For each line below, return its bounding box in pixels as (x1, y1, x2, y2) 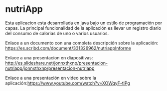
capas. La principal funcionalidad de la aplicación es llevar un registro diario (5, 25, 162, 31)
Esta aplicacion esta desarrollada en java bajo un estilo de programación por (5, 20, 163, 26)
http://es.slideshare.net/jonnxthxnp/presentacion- (5, 60, 108, 66)
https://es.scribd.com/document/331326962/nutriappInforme (5, 45, 131, 51)
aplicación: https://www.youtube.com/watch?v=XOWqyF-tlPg (5, 80, 131, 86)
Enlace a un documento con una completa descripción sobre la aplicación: (5, 40, 159, 45)
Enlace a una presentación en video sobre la (5, 75, 96, 81)
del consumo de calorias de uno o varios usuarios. (5, 30, 109, 36)
